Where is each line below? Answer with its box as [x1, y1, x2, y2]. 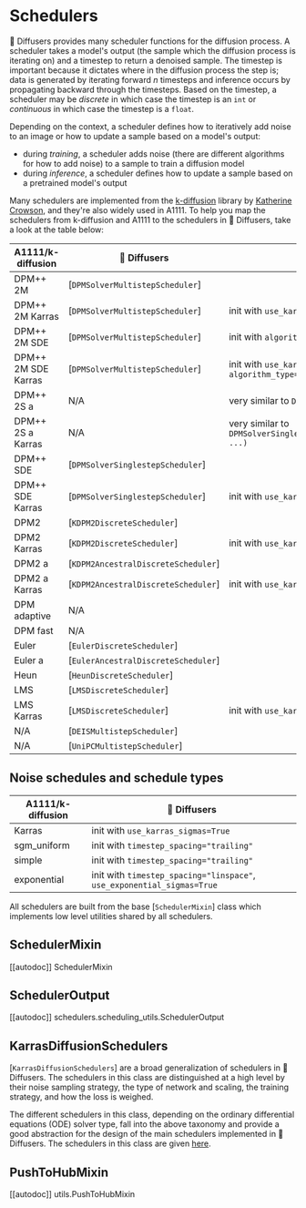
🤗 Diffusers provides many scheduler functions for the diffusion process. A [9, 36, 291, 46]
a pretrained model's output [22, 177, 127, 188]
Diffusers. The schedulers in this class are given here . [9, 1138, 211, 1149]
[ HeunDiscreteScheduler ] [67, 669, 174, 681]
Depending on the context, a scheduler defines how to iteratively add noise [9, 120, 291, 132]
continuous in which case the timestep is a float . [9, 103, 194, 114]
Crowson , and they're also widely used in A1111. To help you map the [9, 204, 266, 215]
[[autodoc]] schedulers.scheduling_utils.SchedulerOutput [9, 1012, 225, 1023]
